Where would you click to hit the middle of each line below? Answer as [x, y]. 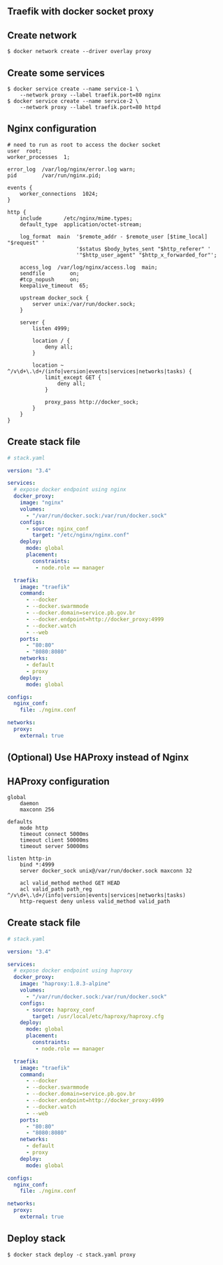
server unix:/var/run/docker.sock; [84, 304]
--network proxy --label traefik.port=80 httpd [90, 108]
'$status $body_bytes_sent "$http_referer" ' [143, 249]
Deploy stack [37, 1239]
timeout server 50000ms [55, 846]
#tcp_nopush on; [50, 279]
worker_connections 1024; [59, 194]
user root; [24, 151]
